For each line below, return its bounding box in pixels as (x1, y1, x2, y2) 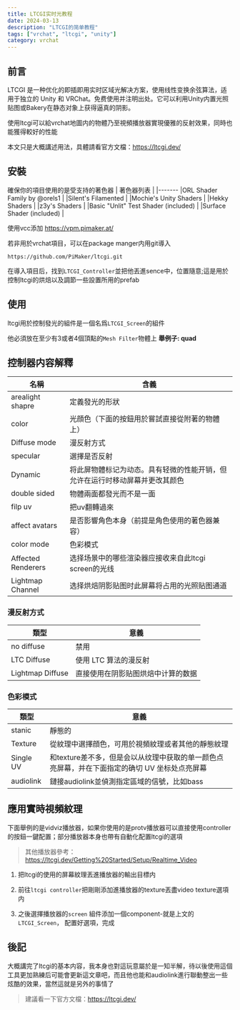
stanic (11, 725, 32, 735)
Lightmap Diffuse (11, 668, 69, 678)
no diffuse (11, 641, 45, 651)
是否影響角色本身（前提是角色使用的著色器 (69, 515, 213, 525)
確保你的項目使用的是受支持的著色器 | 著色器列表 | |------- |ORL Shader (7, 186, 218, 194)
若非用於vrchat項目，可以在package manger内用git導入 (7, 238, 171, 247)
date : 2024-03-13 (7, 17, 59, 24)
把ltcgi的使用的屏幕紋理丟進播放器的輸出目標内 (17, 870, 156, 879)
